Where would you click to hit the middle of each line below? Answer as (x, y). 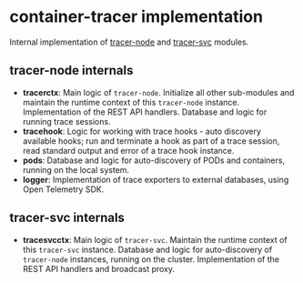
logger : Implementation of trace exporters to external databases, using (156, 179)
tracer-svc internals (67, 218)
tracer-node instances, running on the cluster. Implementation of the (151, 259)
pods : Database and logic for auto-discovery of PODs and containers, (153, 160)
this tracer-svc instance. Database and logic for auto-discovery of (147, 249)
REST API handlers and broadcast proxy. (99, 268)
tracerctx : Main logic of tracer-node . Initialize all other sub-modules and (158, 92)
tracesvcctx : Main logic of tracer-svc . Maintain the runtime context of (155, 239)
